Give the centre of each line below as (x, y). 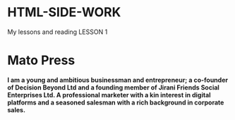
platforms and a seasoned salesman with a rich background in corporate (116, 102)
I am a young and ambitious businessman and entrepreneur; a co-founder (117, 80)
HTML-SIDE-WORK (64, 12)
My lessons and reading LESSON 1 (58, 32)
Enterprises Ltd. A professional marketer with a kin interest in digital (109, 95)
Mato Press (41, 60)
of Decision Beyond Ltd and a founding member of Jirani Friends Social (114, 87)
